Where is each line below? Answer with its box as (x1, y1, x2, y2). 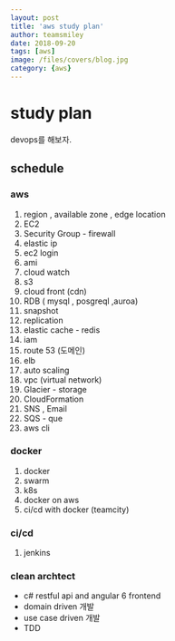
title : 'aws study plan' (10, 22, 104, 31)
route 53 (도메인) (23, 345, 85, 355)
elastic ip (23, 238, 58, 248)
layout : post (10, 13, 60, 23)
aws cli (23, 422, 51, 433)
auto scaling (23, 364, 70, 375)
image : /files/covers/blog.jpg (10, 55, 129, 64)
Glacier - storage (23, 384, 87, 394)
